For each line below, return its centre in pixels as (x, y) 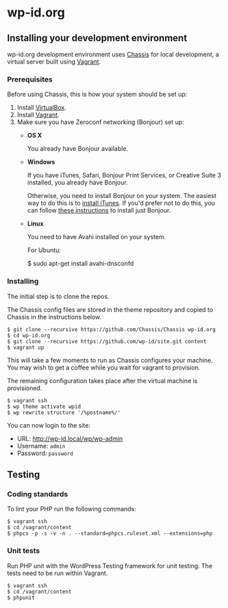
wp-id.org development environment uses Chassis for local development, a (113, 54)
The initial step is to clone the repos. (58, 296)
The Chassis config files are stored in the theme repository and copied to (110, 309)
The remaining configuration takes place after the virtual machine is (102, 380)
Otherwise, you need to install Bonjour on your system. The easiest (122, 196)
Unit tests (24, 551)
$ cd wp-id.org (29, 335)
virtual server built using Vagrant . (54, 62)
